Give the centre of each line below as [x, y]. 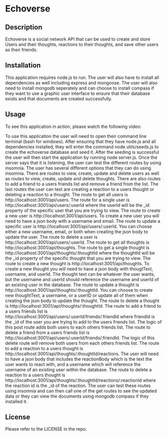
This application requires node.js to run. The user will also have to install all [82, 77]
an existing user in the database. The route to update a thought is [72, 285]
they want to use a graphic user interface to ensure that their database [78, 93]
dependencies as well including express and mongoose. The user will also [82, 82]
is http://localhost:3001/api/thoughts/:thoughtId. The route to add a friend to [83, 306]
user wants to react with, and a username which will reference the [73, 364]
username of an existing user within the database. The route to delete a [79, 370]
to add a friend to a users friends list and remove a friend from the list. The [82, 184]
